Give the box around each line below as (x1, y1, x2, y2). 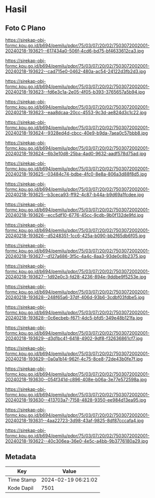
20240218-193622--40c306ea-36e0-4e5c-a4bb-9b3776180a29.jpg (5, 438, 148, 444)
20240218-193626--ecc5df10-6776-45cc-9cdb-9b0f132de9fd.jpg (5, 212, 144, 218)
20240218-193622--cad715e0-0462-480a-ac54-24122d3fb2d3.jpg (5, 68, 146, 74)
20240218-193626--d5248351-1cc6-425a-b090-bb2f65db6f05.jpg (5, 233, 146, 239)
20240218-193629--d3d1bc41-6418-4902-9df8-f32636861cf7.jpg (5, 335, 143, 341)
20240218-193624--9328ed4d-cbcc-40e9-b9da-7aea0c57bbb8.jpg (5, 130, 148, 136)
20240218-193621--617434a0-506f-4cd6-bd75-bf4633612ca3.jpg (5, 48, 144, 54)
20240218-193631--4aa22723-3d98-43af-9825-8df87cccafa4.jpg (5, 418, 144, 423)
